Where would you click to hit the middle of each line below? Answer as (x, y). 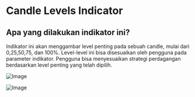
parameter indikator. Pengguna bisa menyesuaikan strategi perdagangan (93, 59)
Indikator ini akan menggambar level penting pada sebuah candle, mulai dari (98, 46)
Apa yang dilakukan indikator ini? (68, 32)
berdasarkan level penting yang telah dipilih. (59, 65)
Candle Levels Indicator (65, 11)
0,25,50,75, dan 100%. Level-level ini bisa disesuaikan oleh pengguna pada (96, 53)
